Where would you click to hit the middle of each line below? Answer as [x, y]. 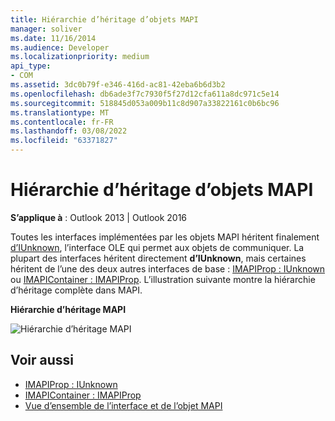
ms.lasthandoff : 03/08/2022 [69, 131]
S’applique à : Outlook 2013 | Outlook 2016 [99, 217]
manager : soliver [46, 29]
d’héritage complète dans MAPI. [76, 290]
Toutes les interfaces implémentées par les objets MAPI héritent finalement [165, 237]
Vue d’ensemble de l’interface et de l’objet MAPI [123, 405]
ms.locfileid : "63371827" [64, 141]
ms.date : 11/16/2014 [53, 38]
